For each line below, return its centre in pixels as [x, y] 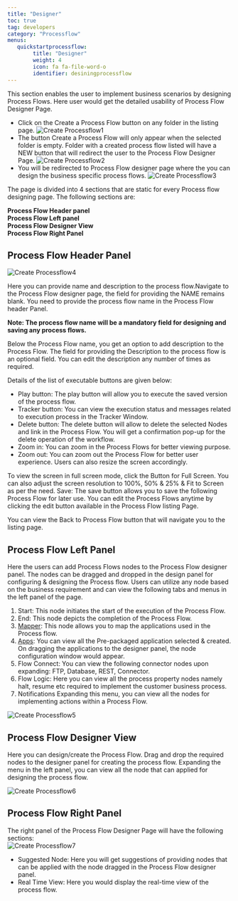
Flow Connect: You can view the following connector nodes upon [113, 664]
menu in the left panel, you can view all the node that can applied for [108, 770]
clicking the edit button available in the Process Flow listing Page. [103, 506]
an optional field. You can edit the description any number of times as [109, 359]
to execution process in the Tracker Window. [83, 417]
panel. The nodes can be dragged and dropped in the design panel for [110, 574]
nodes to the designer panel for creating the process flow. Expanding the [114, 762]
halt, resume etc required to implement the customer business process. [122, 686]
